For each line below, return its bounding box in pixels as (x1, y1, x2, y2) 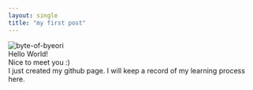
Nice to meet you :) (8, 57, 71, 67)
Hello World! (8, 49, 49, 58)
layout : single (8, 11, 58, 20)
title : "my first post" (8, 19, 87, 27)
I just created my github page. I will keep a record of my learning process (8, 66, 246, 75)
